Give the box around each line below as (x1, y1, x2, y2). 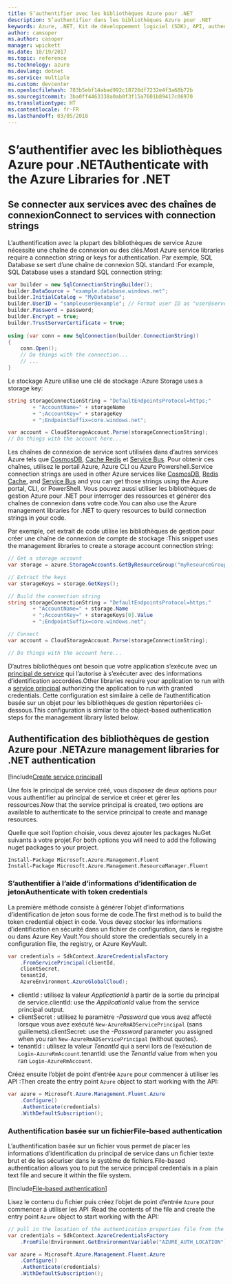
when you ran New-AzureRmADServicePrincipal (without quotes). (17, 1035, 198, 1043)
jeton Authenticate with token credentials (8, 887, 148, 897)
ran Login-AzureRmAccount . (17, 1057, 93, 1065)
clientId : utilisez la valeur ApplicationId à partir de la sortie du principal (17, 991, 220, 999)
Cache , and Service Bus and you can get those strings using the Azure (8, 477, 209, 485)
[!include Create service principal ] (8, 772, 103, 781)
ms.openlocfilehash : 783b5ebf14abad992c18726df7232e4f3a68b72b (8, 87, 193, 94)
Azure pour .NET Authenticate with (8, 156, 209, 172)
